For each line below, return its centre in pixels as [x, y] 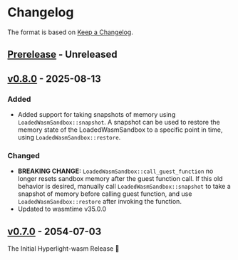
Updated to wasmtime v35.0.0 [62, 209]
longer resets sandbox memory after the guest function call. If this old [120, 179]
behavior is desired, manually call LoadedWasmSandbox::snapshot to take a [124, 187]
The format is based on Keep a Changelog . [70, 32]
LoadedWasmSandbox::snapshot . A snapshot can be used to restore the [119, 123]
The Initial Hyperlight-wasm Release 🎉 [63, 249]
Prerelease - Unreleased [62, 54]
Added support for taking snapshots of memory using [97, 115]
